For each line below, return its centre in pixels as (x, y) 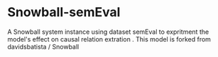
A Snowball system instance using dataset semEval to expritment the (108, 32)
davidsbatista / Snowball (43, 46)
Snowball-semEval (64, 12)
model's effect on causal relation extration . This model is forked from (109, 39)
